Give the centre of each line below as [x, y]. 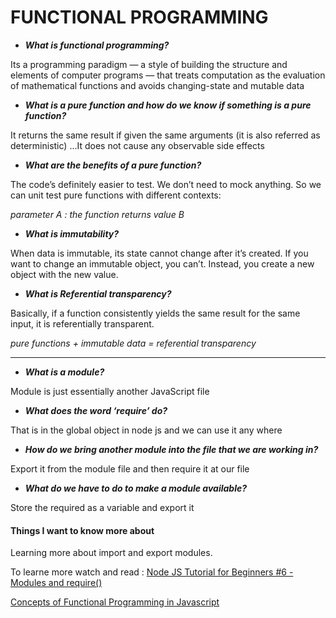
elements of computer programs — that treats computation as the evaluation [168, 75]
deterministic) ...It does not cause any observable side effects [137, 145]
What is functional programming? [97, 45]
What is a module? [64, 372]
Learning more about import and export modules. [111, 553]
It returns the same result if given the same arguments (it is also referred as [165, 135]
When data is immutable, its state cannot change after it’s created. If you [159, 253]
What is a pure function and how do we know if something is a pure [168, 105]
